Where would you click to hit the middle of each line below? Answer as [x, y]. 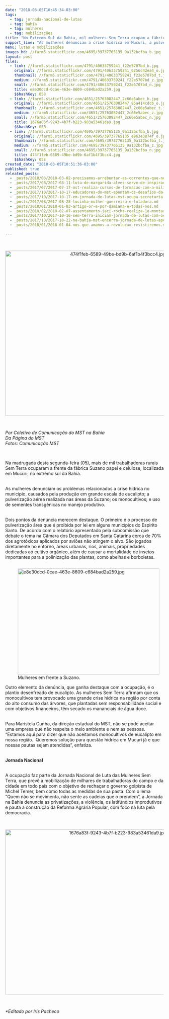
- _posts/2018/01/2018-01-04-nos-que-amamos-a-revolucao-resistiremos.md [89, 225]
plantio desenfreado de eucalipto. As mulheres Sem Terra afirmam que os [82, 693]
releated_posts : [22, 174]
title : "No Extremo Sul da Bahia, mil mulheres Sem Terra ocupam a [77, 38]
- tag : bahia [23, 24]
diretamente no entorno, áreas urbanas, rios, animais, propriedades [75, 546]
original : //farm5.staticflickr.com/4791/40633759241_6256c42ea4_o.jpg [91, 71]
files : [12, 61]
